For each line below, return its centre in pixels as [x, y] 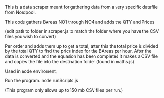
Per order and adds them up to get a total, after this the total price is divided [82, 46]
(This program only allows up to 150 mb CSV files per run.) [64, 90]
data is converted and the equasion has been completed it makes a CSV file [82, 56]
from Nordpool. [21, 12]
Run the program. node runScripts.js [42, 81]
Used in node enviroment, [31, 71]
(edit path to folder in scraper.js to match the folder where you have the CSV [82, 31]
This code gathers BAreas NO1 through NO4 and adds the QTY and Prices [80, 22]
